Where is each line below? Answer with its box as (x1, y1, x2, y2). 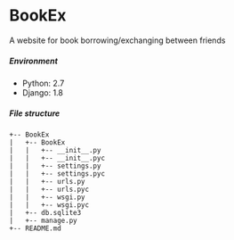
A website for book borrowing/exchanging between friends (9, 35, 226, 46)
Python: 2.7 (21, 78, 65, 88)
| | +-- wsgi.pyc (9, 200, 90, 210)
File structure (9, 108, 61, 119)
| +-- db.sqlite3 (9, 208, 82, 217)
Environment (9, 55, 58, 66)
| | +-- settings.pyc (9, 169, 105, 178)
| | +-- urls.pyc (9, 185, 90, 194)
